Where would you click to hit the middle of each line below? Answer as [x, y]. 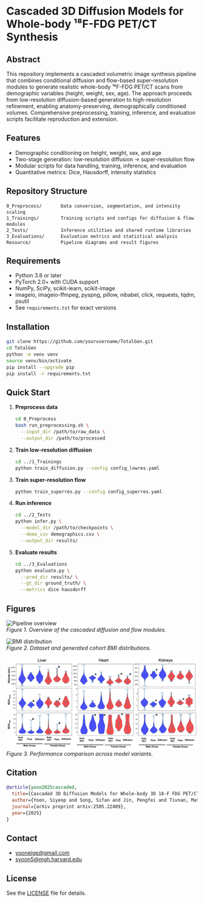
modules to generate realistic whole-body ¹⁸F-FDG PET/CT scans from [95, 87]
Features [23, 138]
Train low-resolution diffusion [53, 450]
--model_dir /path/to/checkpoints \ [67, 528]
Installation [28, 327]
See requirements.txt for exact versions [66, 308]
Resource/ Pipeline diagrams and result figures [83, 242]
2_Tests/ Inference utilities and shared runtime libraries [99, 230]
